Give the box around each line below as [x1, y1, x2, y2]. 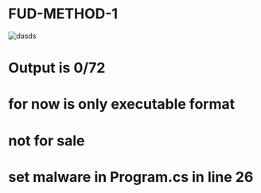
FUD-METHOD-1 [8, 5, 118, 23]
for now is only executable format [8, 95, 236, 114]
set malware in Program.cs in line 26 [8, 168, 254, 186]
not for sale [8, 132, 85, 149]
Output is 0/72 [8, 59, 106, 77]
